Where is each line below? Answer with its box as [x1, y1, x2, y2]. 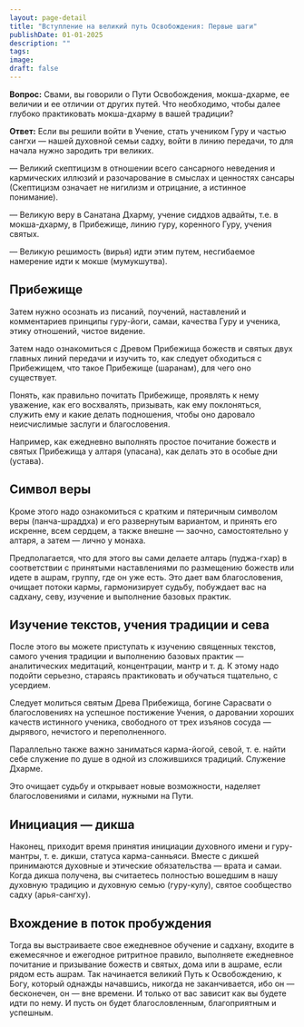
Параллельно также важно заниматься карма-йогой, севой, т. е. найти [9, 744, 286, 755]
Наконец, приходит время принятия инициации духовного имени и [9, 841, 270, 852]
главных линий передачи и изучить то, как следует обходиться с [9, 352, 262, 363]
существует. [9, 371, 57, 382]
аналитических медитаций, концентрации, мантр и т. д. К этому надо [9, 660, 279, 672]
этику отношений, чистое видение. [9, 325, 146, 336]
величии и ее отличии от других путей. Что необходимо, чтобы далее [9, 98, 281, 109]
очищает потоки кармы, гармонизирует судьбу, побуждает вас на [9, 581, 267, 592]
